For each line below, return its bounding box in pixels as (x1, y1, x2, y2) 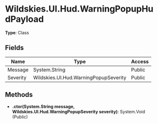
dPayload (5, 14, 44, 25)
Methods (5, 91, 33, 99)
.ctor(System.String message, (12, 103, 75, 109)
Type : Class (5, 30, 29, 35)
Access (131, 58, 149, 65)
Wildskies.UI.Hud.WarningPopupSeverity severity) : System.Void (12, 108, 145, 114)
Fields (5, 44, 24, 52)
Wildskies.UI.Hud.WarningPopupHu (5, 3, 154, 15)
